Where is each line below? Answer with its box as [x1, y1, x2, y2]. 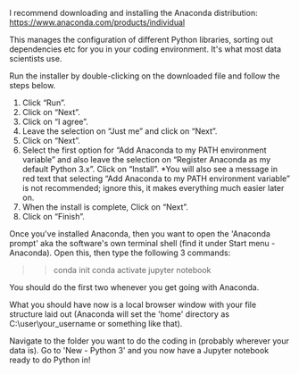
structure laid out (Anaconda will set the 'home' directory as [9, 309, 230, 320]
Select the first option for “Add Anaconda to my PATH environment [21, 145, 267, 155]
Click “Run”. [21, 97, 66, 108]
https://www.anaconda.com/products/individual [9, 17, 186, 28]
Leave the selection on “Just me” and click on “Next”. [21, 126, 218, 137]
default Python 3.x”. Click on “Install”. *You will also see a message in [21, 164, 278, 174]
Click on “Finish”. [21, 212, 85, 221]
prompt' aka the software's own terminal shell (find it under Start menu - [9, 238, 276, 248]
